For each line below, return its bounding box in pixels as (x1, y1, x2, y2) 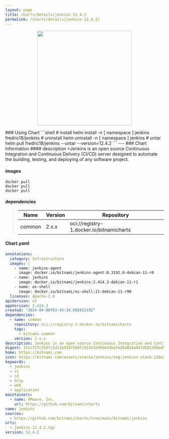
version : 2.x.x (14, 336, 46, 341)
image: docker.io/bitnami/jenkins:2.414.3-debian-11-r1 (18, 280, 138, 285)
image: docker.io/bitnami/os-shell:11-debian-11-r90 (18, 289, 132, 294)
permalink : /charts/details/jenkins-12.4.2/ (5, 17, 100, 22)
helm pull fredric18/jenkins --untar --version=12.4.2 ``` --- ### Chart (5, 140, 147, 146)
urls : (5, 420, 17, 425)
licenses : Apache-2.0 (10, 294, 55, 299)
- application (10, 388, 39, 393)
